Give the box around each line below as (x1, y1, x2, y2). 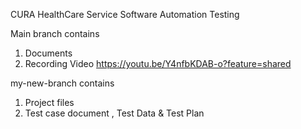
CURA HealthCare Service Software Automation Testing (10, 9, 240, 20)
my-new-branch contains (10, 77, 115, 89)
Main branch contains (10, 28, 100, 39)
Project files (24, 97, 75, 108)
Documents (24, 47, 73, 59)
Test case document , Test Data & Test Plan (24, 107, 205, 119)
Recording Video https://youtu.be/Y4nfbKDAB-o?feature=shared (24, 58, 292, 69)
